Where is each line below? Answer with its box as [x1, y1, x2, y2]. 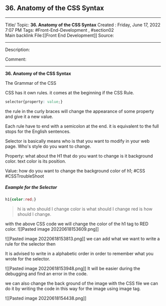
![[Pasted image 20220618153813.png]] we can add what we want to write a [5, 236, 160, 242]
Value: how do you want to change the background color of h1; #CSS [5, 168, 146, 174]
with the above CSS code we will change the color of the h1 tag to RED [5, 221, 149, 227]
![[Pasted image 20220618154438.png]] [5, 295, 86, 301]
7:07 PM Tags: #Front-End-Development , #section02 [5, 27, 114, 33]
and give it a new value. [5, 114, 53, 120]
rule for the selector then [5, 241, 56, 247]
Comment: [5, 56, 27, 62]
